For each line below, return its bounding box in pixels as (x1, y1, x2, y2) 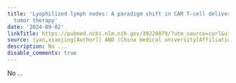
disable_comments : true (7, 50, 77, 57)
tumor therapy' (13, 17, 58, 24)
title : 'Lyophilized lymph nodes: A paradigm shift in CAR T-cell (7, 10, 206, 18)
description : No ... (7, 43, 68, 50)
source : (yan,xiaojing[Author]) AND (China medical (7, 37, 162, 44)
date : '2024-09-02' (7, 23, 65, 30)
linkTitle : (7, 30, 39, 37)
